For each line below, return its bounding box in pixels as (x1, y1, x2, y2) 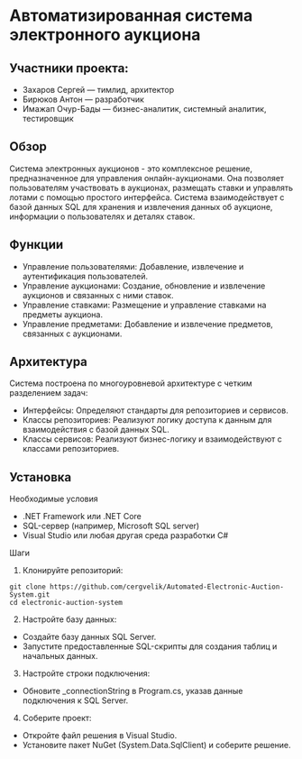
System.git (9, 590, 50, 599)
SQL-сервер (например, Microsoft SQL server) (22, 520, 200, 532)
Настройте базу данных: (22, 614, 117, 625)
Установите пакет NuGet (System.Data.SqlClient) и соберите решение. (22, 740, 291, 751)
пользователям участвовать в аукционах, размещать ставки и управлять (9, 182, 294, 193)
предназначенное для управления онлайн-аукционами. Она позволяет (9, 172, 285, 183)
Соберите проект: (22, 713, 92, 724)
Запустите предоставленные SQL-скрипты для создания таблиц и (22, 641, 278, 652)
